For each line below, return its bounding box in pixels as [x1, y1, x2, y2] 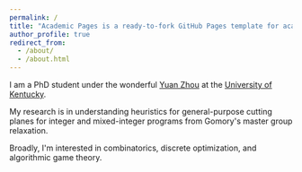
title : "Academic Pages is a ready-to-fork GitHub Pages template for [9, 21, 280, 30]
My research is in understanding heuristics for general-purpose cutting [9, 107, 272, 116]
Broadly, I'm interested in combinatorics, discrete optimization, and [9, 142, 257, 153]
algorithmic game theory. [9, 152, 102, 162]
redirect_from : [9, 38, 67, 47]
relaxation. [9, 125, 49, 135]
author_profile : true [9, 30, 91, 39]
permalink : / [9, 13, 58, 22]
